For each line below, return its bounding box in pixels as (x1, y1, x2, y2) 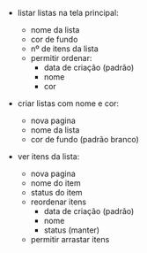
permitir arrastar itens (30, 234, 110, 244)
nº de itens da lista (30, 43, 99, 54)
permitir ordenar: (30, 53, 92, 63)
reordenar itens (30, 196, 86, 207)
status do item (30, 188, 83, 197)
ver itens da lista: (17, 151, 80, 162)
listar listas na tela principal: (17, 8, 119, 18)
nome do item (30, 178, 81, 188)
